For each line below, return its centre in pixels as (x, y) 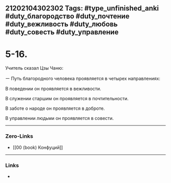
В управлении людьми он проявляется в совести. (60, 118)
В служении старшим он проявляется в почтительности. (67, 99)
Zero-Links (19, 136)
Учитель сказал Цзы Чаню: (34, 68)
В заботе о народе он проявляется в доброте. (55, 108)
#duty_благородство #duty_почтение (67, 17)
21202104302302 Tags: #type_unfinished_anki (82, 8)
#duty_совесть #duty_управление (62, 32)
